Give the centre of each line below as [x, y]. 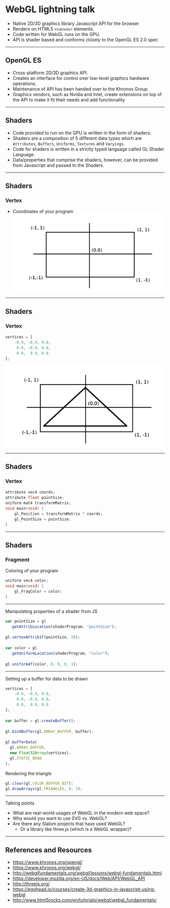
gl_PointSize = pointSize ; [43, 519]
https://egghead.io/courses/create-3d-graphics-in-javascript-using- [84, 889]
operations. [25, 83]
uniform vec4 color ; [27, 581]
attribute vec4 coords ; [30, 492]
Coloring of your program [32, 571]
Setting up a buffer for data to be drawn [47, 679]
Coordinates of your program [43, 212]
